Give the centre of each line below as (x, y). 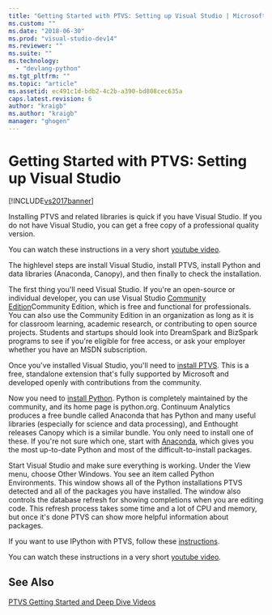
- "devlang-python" (49, 69)
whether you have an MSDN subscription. (78, 350)
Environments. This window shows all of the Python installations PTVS (125, 482)
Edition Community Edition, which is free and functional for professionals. (130, 306)
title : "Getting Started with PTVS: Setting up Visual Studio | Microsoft (137, 16)
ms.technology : (34, 61)
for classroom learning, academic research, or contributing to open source (133, 324)
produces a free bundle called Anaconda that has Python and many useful (132, 415)
